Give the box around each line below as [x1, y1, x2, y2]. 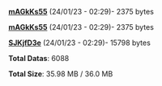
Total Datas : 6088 [8, 54, 70, 63]
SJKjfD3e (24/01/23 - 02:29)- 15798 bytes [8, 38, 151, 47]
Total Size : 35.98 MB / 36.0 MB [8, 69, 113, 79]
